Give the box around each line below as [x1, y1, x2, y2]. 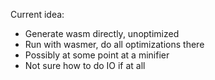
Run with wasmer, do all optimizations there [24, 39, 205, 50]
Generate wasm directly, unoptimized [24, 28, 180, 39]
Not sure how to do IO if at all [24, 60, 146, 71]
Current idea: [10, 9, 65, 20]
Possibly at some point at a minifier [24, 49, 170, 61]
